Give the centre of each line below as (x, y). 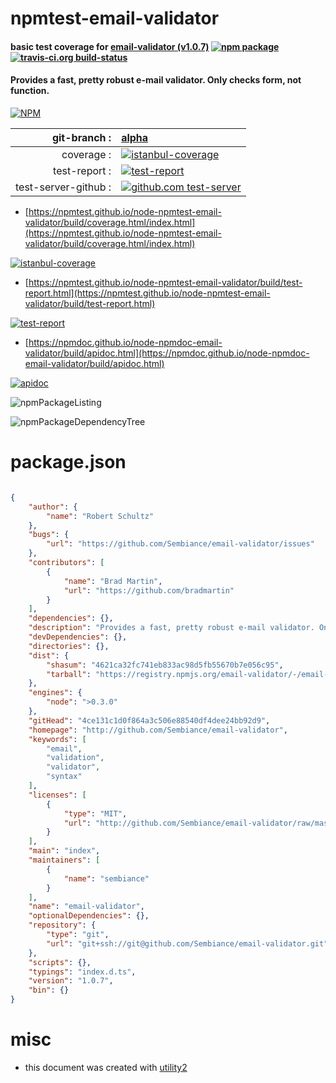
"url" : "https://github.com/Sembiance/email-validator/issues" (180, 544)
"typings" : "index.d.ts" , (82, 972)
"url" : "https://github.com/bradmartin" (149, 590)
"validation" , (75, 758)
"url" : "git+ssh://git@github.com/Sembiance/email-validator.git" (187, 943)
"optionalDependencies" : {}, (89, 916)
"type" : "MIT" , (95, 813)
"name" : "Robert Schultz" (100, 516)
